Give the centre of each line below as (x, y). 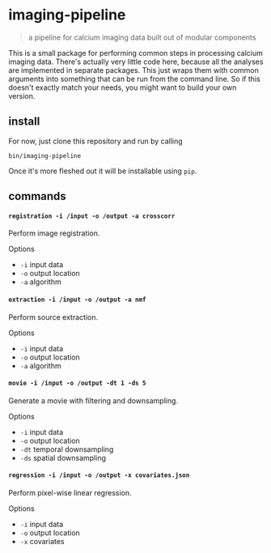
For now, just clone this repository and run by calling (96, 141)
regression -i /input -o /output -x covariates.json (99, 475)
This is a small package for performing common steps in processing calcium (135, 53)
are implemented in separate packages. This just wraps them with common (133, 70)
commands (37, 196)
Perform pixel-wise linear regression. (70, 492)
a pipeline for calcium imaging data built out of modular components (142, 37)
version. (22, 96)
